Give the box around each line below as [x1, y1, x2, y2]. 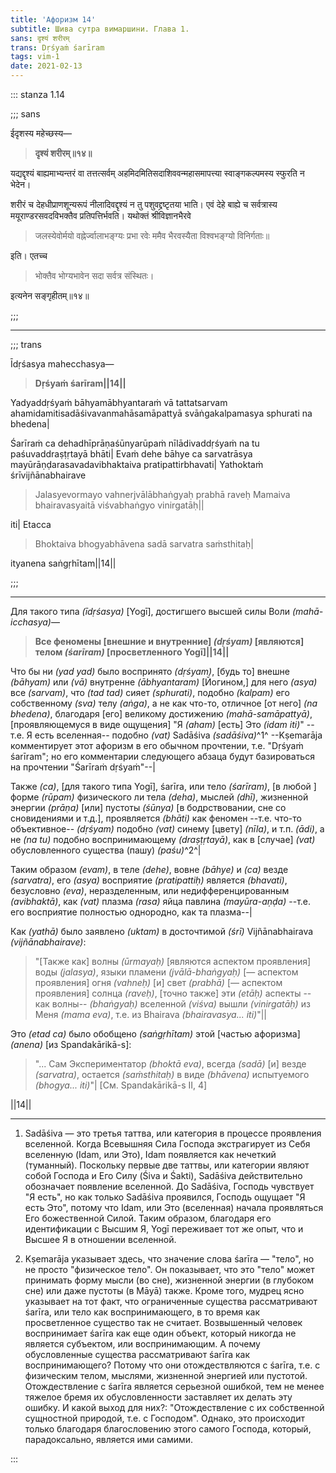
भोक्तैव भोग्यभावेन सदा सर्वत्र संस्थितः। [34, 270, 155, 281]
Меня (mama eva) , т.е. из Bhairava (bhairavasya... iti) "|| [34, 1009, 268, 1020]
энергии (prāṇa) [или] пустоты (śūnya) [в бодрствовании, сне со [10, 802, 287, 813]
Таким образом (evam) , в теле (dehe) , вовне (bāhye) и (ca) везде [10, 864, 289, 875]
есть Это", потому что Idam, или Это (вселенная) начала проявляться [24, 1202, 324, 1213]
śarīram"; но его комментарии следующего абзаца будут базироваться [10, 751, 315, 762]
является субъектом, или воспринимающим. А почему [24, 1338, 261, 1350]
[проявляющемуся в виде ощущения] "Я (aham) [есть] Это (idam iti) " [10, 719, 305, 730]
